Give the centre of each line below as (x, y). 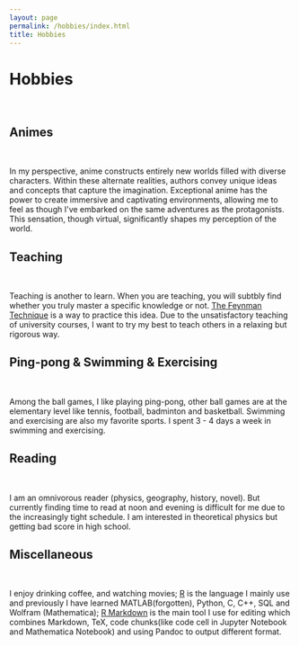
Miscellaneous (51, 554)
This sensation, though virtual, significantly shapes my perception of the (143, 219)
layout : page (34, 18)
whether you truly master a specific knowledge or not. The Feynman (136, 305)
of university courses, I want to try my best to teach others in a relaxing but (148, 324)
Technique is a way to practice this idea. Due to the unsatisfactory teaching (149, 315)
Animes (31, 132)
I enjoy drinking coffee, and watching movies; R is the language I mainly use (149, 594)
